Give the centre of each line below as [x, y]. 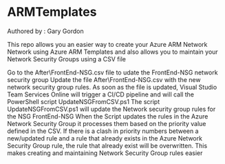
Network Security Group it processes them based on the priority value [107, 123]
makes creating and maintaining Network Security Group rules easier [105, 153]
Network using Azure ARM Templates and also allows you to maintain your [112, 52]
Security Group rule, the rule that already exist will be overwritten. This [107, 145]
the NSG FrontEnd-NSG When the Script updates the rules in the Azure [108, 116]
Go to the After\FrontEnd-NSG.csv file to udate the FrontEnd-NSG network [112, 72]
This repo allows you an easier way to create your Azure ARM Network [107, 44]
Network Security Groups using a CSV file [66, 59]
